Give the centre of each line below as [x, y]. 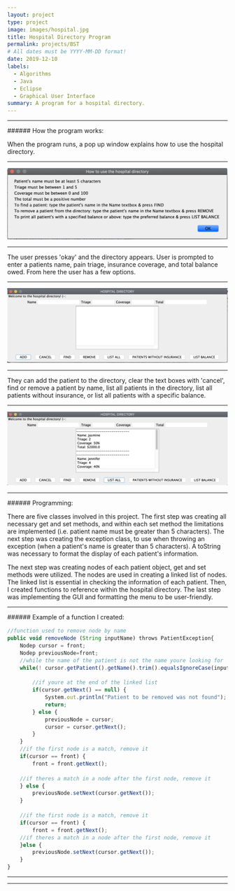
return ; [56, 704]
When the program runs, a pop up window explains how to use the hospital [115, 144]
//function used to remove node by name [67, 631]
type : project [28, 22]
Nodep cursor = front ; [53, 645]
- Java [23, 81]
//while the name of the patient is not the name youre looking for [122, 660]
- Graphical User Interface [55, 96]
